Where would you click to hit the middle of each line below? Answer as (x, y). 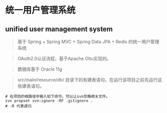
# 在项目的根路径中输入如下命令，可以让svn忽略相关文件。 (58, 96)
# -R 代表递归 (18, 106)
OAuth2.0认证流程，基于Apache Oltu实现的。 (64, 58)
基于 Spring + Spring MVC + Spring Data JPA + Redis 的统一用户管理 (88, 41)
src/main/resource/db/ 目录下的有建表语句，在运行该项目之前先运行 (88, 80)
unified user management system (59, 29)
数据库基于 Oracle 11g (40, 69)
